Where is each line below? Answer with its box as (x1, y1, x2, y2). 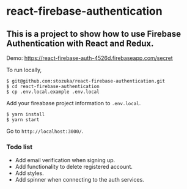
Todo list (6, 143, 32, 151)
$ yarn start (6, 117, 40, 123)
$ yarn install (6, 111, 45, 117)
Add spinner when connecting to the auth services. (15, 176, 145, 183)
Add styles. (15, 169, 44, 177)
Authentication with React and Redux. (6, 38, 154, 48)
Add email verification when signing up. (15, 157, 116, 164)
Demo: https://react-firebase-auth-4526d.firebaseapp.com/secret (6, 54, 173, 62)
